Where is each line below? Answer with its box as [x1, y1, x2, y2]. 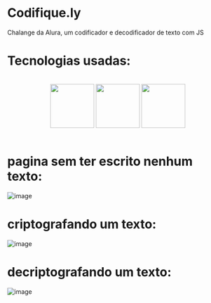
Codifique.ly [7, 5, 81, 21]
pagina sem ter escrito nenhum [7, 153, 193, 169]
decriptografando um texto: [7, 264, 172, 280]
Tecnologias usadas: [7, 53, 131, 69]
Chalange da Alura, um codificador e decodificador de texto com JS [7, 28, 205, 37]
